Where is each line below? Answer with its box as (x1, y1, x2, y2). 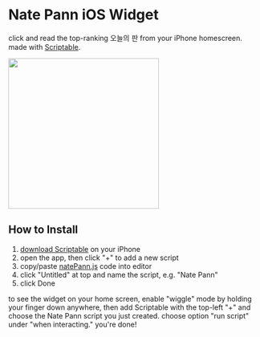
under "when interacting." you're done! (8, 319, 137, 329)
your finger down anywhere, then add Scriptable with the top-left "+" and (8, 302, 251, 312)
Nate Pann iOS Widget (8, 6, 159, 24)
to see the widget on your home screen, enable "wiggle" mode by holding (8, 294, 253, 303)
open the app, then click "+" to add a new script (19, 253, 179, 262)
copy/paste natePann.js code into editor (19, 261, 152, 270)
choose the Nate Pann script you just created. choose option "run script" (8, 311, 250, 320)
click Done (19, 278, 56, 288)
